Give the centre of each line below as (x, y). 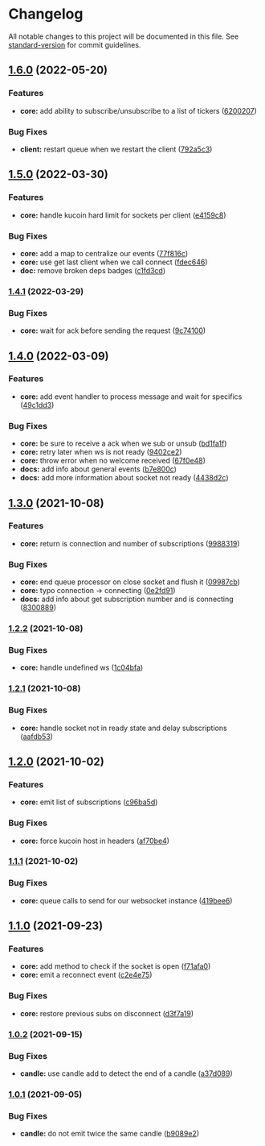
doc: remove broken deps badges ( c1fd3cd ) (93, 270)
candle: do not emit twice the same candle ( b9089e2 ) (110, 1134)
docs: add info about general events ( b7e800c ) (98, 469)
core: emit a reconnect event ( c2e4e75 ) (86, 975)
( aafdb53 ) (37, 736)
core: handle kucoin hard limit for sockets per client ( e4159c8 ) (123, 215)
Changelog (46, 14)
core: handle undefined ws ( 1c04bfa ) (82, 668)
